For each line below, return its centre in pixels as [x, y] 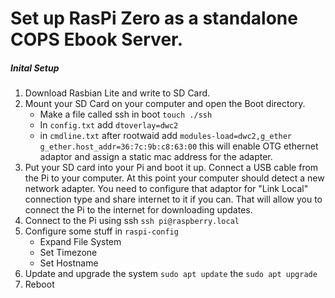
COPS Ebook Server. [97, 39]
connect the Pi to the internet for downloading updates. [138, 210]
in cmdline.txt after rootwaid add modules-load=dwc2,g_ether [166, 136]
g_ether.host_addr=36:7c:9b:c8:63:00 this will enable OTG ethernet [179, 146]
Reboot [39, 284]
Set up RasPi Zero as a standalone [154, 18]
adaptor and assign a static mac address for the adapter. [156, 157]
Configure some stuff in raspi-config [101, 231]
